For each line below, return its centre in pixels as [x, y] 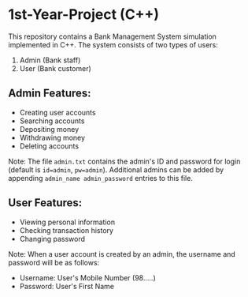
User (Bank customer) [56, 68]
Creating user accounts [57, 112]
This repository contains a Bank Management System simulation [112, 36]
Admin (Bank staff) [50, 60]
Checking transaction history [67, 230]
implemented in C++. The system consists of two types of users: [113, 44]
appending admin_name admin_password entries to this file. [100, 178]
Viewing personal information [67, 222]
